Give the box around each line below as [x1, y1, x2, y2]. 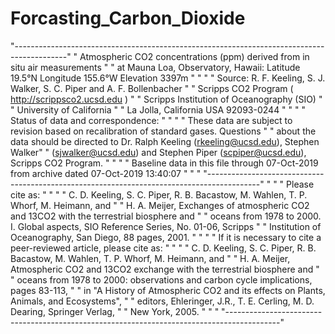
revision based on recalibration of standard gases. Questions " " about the [10, 125, 317, 137]
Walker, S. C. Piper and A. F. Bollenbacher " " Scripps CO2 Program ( [10, 82, 294, 94]
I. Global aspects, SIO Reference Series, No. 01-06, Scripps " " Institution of [10, 220, 322, 232]
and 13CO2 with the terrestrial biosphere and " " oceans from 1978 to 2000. [10, 210, 322, 222]
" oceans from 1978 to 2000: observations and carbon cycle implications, [10, 273, 313, 286]
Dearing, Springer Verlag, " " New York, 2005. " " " [10, 305, 220, 317]
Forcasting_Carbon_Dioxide [10, 7, 246, 30]
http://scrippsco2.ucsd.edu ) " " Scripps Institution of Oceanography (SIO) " [10, 93, 323, 105]
